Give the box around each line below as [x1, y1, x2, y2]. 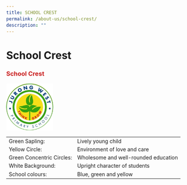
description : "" [6, 22, 46, 28]
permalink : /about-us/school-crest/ [6, 15, 97, 22]
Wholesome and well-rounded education [77, 154, 179, 161]
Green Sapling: [8, 137, 45, 145]
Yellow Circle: [8, 146, 42, 153]
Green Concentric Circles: [8, 154, 73, 161]
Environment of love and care [77, 146, 149, 153]
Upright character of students [77, 162, 150, 170]
